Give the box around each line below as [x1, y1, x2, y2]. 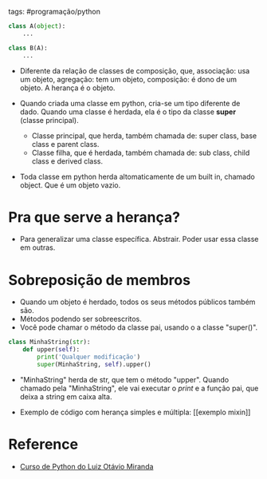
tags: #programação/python [8, 7, 101, 16]
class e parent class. [31, 139, 100, 148]
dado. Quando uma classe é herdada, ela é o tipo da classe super [19, 107, 237, 117]
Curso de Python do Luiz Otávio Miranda [19, 461, 154, 471]
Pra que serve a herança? [8, 208, 181, 226]
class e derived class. [31, 156, 104, 166]
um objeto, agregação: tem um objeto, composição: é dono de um [19, 74, 238, 84]
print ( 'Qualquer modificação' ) [37, 353, 141, 362]
